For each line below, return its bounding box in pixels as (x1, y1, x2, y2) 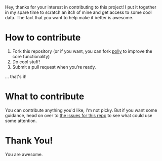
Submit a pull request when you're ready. (12, 64, 96, 70)
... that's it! (5, 74, 27, 80)
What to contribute (5, 91, 84, 102)
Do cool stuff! (12, 59, 40, 65)
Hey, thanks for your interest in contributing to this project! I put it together (5, 4, 157, 10)
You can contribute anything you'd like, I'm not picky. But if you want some (5, 107, 157, 113)
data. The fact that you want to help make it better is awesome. (5, 15, 134, 20)
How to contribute (5, 32, 81, 43)
